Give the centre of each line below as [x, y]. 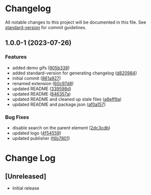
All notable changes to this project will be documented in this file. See [76, 22]
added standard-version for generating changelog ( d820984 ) [75, 73]
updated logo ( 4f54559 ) [37, 133]
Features [16, 57]
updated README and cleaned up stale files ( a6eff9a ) [67, 99]
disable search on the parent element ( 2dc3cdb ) [61, 128]
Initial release [26, 188]
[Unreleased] [26, 176]
